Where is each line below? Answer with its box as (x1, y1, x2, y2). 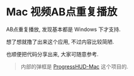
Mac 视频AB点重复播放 (6, 5, 117, 19)
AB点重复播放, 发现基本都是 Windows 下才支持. (6, 26, 121, 33)
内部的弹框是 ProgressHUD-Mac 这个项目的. (20, 63, 129, 70)
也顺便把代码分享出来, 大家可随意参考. (6, 50, 99, 57)
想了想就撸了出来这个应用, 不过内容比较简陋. (6, 38, 115, 45)
